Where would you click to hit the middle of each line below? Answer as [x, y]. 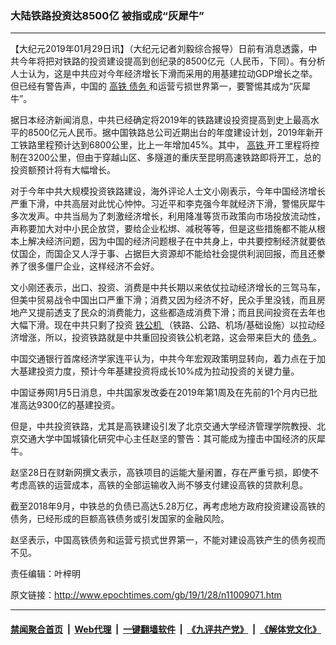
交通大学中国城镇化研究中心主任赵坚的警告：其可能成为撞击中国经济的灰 [167, 439]
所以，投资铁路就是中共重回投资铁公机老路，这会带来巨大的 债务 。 [183, 338]
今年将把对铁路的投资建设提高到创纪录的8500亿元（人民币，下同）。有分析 [172, 61]
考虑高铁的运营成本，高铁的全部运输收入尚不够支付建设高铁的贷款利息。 [159, 485]
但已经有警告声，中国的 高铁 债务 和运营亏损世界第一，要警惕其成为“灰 [156, 86]
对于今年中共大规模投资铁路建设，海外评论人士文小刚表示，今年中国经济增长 [168, 191]
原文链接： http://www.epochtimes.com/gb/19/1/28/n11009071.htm [146, 595]
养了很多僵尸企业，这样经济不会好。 [85, 266]
